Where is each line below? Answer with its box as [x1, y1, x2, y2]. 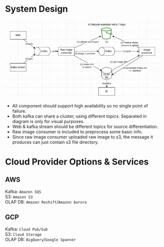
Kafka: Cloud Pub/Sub [5, 226, 48, 232]
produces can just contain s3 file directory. [12, 139, 99, 145]
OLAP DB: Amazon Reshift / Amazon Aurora [5, 199, 87, 205]
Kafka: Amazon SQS [5, 188, 42, 194]
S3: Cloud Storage [5, 231, 42, 237]
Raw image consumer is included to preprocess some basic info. [12, 128, 143, 135]
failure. [12, 108, 26, 114]
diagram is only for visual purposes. [12, 118, 85, 124]
